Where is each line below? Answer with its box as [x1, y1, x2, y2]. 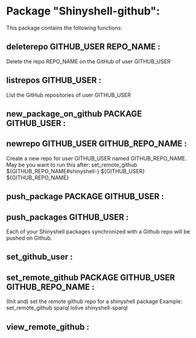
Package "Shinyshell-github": [6, 4, 160, 18]
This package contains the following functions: [6, 24, 122, 31]
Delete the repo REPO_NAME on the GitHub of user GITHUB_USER [6, 57, 171, 65]
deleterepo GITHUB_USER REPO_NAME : [6, 42, 161, 52]
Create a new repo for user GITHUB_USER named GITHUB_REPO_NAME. [6, 155, 187, 162]
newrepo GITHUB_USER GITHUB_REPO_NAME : [6, 139, 187, 149]
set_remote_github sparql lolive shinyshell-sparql [6, 304, 128, 311]
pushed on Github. [6, 234, 52, 241]
